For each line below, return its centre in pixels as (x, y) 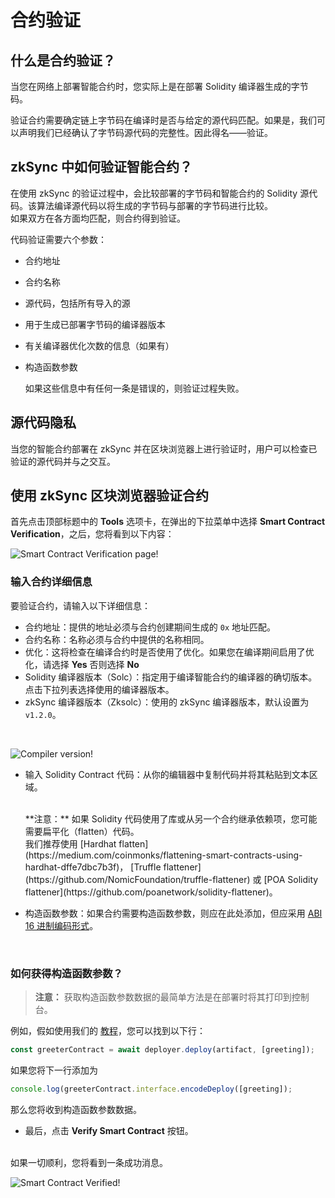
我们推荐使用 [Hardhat (70, 843)
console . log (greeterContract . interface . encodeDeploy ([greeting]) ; (151, 1089)
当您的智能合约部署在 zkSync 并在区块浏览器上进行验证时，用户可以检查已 (164, 448)
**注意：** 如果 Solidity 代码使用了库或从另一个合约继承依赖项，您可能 (171, 818)
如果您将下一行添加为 (54, 1070)
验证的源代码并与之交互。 (63, 461)
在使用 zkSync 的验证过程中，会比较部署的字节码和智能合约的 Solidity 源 (160, 193)
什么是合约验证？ (63, 60)
